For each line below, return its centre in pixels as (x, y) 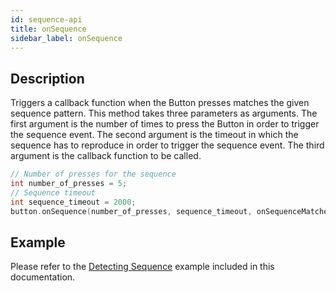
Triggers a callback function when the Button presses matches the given (160, 103)
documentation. (43, 277)
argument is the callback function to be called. (106, 156)
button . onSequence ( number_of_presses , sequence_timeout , (131, 211)
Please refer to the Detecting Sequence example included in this (142, 267)
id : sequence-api (46, 19)
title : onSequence (48, 29)
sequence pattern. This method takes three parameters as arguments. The (164, 113)
